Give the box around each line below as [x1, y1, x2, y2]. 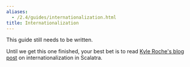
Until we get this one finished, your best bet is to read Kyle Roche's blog [6, 48, 185, 55]
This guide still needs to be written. [6, 36, 93, 44]
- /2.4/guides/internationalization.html [11, 14, 117, 20]
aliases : [6, 8, 28, 15]
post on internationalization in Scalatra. [6, 54, 103, 62]
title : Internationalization [6, 20, 79, 26]
